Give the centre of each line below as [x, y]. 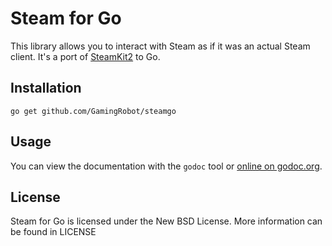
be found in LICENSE [53, 232]
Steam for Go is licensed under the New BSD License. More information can [166, 221]
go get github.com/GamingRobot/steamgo [93, 111]
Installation [46, 88]
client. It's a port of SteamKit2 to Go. [85, 56]
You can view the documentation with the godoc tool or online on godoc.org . [166, 166]
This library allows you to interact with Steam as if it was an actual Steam [160, 46]
